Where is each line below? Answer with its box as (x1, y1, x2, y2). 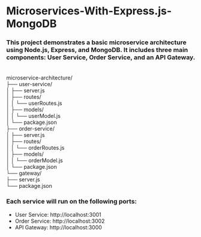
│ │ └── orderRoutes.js (6, 144, 65, 151)
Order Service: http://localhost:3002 (14, 217, 105, 224)
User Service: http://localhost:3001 (14, 211, 101, 218)
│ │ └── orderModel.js (6, 157, 63, 164)
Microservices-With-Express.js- (6, 4, 172, 18)
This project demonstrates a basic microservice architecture (6, 38, 187, 47)
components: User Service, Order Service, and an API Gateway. (6, 53, 196, 62)
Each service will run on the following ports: (6, 197, 137, 206)
